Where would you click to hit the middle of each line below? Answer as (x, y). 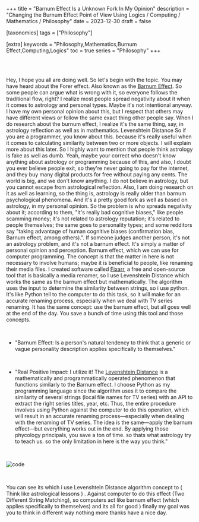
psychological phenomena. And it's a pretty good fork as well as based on (97, 200)
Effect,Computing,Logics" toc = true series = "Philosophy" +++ (83, 50)
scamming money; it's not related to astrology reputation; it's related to (93, 219)
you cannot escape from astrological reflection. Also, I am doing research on (100, 187)
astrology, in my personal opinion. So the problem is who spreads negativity (99, 206)
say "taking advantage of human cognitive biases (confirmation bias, (90, 231)
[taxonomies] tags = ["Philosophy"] (49, 33)
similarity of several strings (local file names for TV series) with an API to (104, 397)
